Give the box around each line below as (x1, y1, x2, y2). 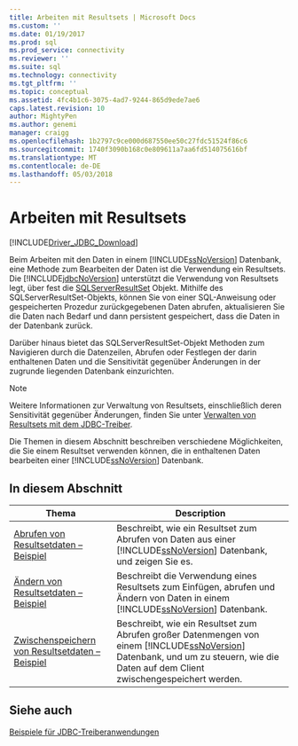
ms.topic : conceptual (9, 87, 90, 96)
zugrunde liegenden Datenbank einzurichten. (9, 365, 175, 377)
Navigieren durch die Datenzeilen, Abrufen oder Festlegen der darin (9, 347, 257, 357)
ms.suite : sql (9, 63, 62, 72)
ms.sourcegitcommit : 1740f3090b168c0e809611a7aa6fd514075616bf (9, 145, 248, 153)
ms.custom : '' (9, 21, 62, 30)
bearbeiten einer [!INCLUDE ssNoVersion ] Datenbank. (9, 455, 204, 466)
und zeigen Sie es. (116, 555, 193, 568)
